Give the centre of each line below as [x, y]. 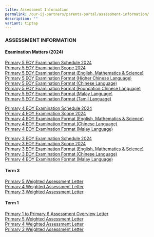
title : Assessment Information [37, 10]
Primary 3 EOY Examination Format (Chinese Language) [61, 154]
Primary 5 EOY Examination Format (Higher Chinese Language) [68, 78]
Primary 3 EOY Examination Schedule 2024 [48, 138]
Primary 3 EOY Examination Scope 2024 [46, 144]
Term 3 [12, 170]
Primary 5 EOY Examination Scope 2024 [46, 68]
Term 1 [12, 203]
